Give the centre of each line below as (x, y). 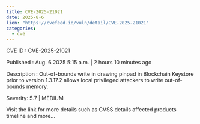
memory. (37, 86)
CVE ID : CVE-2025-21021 (38, 51)
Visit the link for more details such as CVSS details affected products (91, 110)
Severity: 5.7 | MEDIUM (35, 98)
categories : (21, 28)
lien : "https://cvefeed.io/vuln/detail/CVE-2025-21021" (77, 23)
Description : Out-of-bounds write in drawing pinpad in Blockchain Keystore (100, 74)
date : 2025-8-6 (25, 17)
